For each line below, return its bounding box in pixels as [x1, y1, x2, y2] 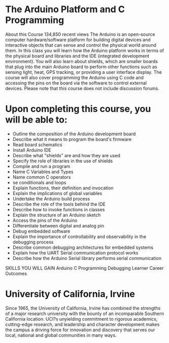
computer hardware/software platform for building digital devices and [5, 37, 151, 43]
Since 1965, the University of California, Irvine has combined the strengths [5, 305, 161, 311]
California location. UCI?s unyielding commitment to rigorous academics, [5, 316, 158, 322]
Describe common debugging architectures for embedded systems [12, 244, 154, 250]
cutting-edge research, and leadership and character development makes [5, 321, 160, 327]
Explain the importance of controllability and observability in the [12, 233, 146, 240]
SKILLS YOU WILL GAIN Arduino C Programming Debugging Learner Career [5, 265, 164, 271]
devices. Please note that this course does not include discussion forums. [5, 85, 160, 91]
